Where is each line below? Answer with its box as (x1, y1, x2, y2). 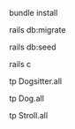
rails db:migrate (9, 25, 66, 34)
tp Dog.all (9, 93, 44, 103)
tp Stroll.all (9, 110, 49, 120)
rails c (9, 59, 32, 69)
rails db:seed (9, 42, 56, 52)
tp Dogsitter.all (9, 76, 63, 87)
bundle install (9, 8, 58, 18)
